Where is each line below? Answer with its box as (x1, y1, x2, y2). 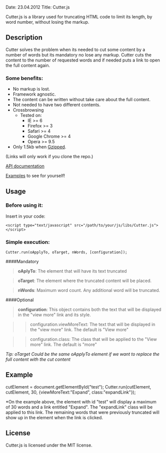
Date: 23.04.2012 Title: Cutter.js (5, 4, 70, 10)
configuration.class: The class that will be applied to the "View (30, 337, 157, 342)
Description (5, 33, 42, 42)
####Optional (5, 297, 34, 303)
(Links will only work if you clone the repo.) (5, 154, 93, 160)
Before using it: (5, 202, 43, 209)
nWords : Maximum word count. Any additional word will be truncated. (17, 287, 160, 293)
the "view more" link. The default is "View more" (30, 327, 129, 333)
